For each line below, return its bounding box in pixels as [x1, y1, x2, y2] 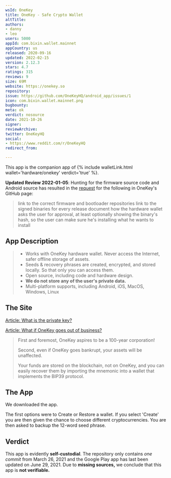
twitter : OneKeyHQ [5, 131, 44, 136]
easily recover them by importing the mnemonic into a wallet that [17, 367, 155, 374]
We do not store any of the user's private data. [25, 278, 127, 284]
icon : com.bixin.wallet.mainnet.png [5, 98, 83, 103]
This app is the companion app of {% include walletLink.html [5, 164, 133, 170]
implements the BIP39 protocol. [17, 373, 84, 379]
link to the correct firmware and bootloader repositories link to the [17, 200, 157, 206]
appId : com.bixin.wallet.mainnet [5, 41, 77, 46]
